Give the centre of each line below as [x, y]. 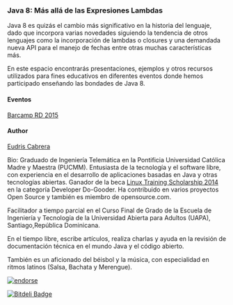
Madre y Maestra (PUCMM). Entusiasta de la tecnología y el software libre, [114, 167]
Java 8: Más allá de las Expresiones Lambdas [85, 10]
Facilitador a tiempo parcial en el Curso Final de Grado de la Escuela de [110, 210]
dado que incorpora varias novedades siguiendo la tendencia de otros [108, 33]
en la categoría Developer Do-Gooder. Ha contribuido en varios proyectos [113, 189]
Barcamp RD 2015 [33, 115]
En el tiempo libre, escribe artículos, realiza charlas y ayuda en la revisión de [117, 238]
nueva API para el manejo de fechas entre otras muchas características [110, 48]
